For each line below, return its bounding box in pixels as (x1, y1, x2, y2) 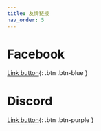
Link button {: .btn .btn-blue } (7, 69, 88, 77)
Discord (7, 93, 53, 109)
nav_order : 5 (7, 17, 45, 23)
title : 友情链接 (7, 10, 49, 17)
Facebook (7, 46, 65, 62)
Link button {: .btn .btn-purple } (7, 116, 94, 124)
